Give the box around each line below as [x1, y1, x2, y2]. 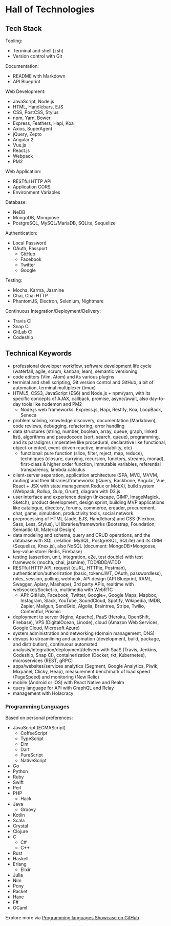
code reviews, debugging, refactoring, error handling [12, 423, 125, 429]
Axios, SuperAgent [12, 126, 53, 131]
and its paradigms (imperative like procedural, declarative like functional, [12, 439, 166, 445]
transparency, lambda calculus [20, 466, 85, 473]
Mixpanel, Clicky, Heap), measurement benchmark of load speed [12, 668, 150, 674]
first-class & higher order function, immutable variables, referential [20, 461, 161, 467]
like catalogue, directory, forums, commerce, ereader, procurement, [12, 504, 156, 511]
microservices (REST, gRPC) [12, 657, 73, 664]
